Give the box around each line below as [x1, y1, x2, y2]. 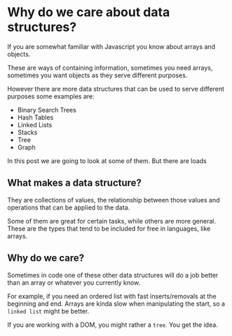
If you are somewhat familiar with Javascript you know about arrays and [7, 42, 216, 51]
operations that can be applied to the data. [7, 203, 130, 212]
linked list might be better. [7, 306, 90, 315]
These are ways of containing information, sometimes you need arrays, [7, 63, 213, 72]
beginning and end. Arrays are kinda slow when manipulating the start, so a [7, 299, 226, 308]
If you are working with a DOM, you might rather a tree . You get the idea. [7, 321, 219, 329]
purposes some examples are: [7, 92, 95, 101]
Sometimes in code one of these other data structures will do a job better [7, 271, 219, 279]
